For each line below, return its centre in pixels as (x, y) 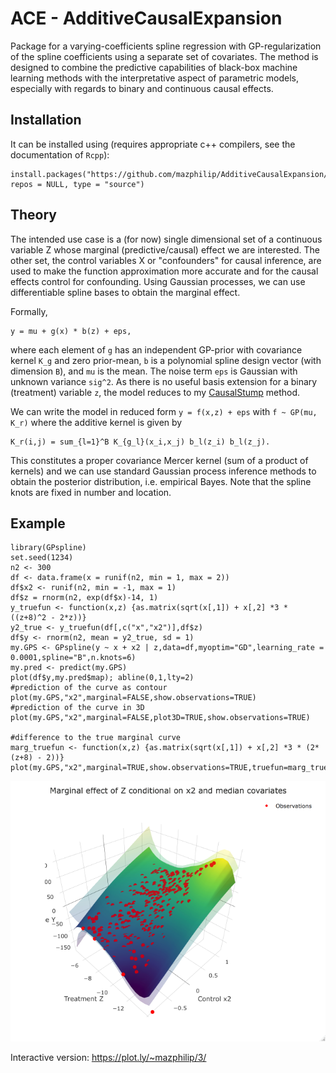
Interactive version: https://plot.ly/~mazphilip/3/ (108, 1057)
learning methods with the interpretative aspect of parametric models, (155, 78)
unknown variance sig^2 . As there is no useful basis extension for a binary (164, 381)
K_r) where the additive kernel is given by (96, 422)
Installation (46, 120)
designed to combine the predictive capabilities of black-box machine (154, 67)
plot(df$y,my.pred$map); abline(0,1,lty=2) (102, 678)
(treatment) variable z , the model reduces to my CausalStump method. (155, 392)
